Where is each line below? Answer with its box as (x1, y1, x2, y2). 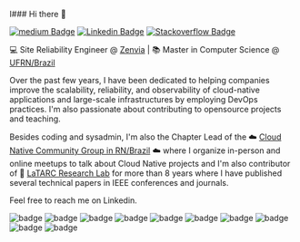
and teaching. (9, 113, 61, 124)
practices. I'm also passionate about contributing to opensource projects (9, 104, 282, 114)
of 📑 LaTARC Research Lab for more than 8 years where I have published (9, 168, 283, 179)
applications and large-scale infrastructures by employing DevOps (9, 94, 258, 104)
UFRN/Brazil (9, 57, 56, 68)
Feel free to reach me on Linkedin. (9, 195, 138, 206)
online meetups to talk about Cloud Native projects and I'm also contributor (9, 159, 291, 169)
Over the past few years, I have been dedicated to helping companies (9, 75, 270, 85)
